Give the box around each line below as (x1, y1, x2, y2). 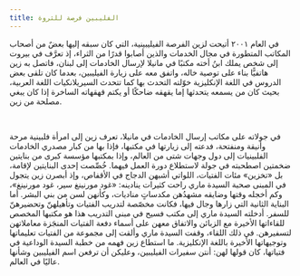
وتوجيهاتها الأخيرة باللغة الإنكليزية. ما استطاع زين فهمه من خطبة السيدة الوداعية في (9, 236, 287, 247)
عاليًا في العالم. (9, 255, 61, 267)
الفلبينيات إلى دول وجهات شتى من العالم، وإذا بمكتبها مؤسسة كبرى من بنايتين (9, 150, 269, 161)
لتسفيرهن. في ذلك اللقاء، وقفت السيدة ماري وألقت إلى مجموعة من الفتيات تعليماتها (9, 227, 292, 238)
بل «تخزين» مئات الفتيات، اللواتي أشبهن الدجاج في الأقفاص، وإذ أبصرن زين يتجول (9, 169, 284, 180)
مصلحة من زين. (9, 96, 63, 107)
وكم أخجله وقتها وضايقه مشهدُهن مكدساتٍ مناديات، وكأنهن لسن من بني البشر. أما (9, 188, 283, 199)
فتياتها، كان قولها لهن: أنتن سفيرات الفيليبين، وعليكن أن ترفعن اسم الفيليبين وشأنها (9, 246, 285, 257)
